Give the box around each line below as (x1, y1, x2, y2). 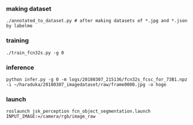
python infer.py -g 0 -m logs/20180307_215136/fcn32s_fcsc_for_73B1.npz (6, 77, 188, 82)
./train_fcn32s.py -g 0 (6, 50, 65, 55)
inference (6, 63, 35, 71)
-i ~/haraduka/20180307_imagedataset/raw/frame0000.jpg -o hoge (6, 81, 167, 88)
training (6, 37, 29, 45)
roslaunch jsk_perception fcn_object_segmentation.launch (6, 109, 151, 114)
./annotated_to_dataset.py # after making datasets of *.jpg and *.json (6, 18, 188, 24)
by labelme (6, 23, 33, 29)
